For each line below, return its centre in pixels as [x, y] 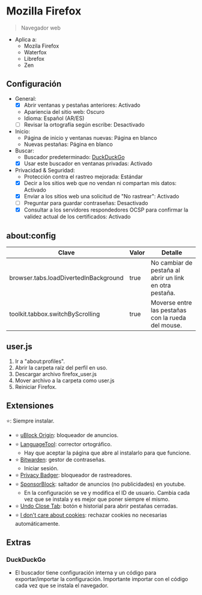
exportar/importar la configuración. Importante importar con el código [101, 579]
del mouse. [166, 325]
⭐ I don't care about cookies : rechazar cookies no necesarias [91, 515]
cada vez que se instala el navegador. [62, 585]
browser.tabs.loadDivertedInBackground [66, 278]
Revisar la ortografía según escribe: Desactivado [84, 124]
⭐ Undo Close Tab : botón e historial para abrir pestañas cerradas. [96, 506]
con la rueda [168, 318]
